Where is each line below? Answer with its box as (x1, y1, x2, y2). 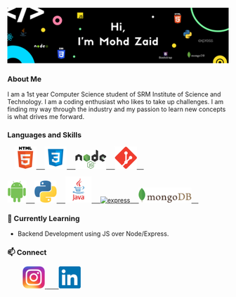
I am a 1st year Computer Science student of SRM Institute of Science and (7, 90, 221, 99)
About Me (7, 74, 42, 84)
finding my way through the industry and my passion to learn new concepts (7, 105, 226, 113)
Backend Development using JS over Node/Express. (17, 229, 169, 238)
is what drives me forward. (7, 113, 85, 121)
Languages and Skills (7, 130, 82, 140)
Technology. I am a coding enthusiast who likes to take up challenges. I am (7, 98, 224, 106)
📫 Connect (7, 247, 47, 257)
